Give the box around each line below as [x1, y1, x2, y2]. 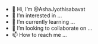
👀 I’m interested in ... [11, 12, 62, 19]
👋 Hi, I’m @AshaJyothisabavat [11, 6, 86, 12]
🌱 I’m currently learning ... [11, 18, 75, 25]
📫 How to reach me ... [11, 32, 67, 38]
